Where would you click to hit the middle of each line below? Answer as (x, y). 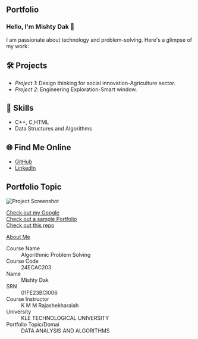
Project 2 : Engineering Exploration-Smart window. (76, 89)
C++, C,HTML (32, 122)
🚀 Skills (20, 108)
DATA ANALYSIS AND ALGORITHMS (65, 331)
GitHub (23, 162)
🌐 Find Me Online (39, 147)
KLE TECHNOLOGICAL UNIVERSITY (65, 318)
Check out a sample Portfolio (42, 219)
